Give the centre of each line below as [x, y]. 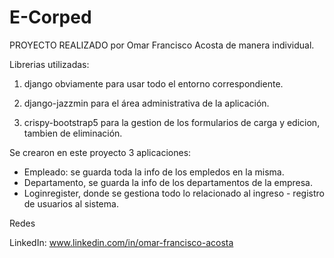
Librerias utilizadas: [49, 64]
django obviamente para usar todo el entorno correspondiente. [153, 83]
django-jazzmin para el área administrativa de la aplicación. [146, 103]
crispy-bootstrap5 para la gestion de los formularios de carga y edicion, [172, 122]
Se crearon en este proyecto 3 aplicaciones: [100, 152]
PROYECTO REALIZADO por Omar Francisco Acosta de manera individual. [162, 45]
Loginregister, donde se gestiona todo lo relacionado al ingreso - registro [174, 193]
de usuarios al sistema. [71, 203]
